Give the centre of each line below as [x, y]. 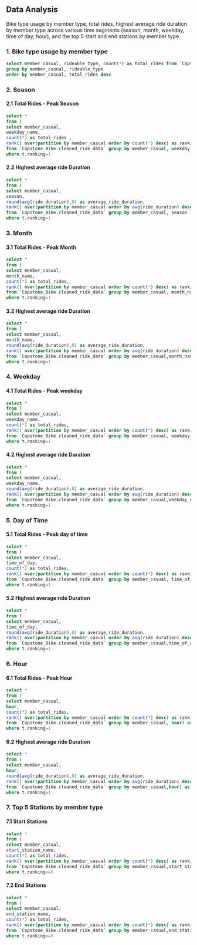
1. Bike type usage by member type [57, 51]
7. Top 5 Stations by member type [55, 808]
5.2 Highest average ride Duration [48, 598]
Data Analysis [32, 10]
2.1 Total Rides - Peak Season [43, 104]
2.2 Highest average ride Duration [48, 167]
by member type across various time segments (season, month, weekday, [95, 30]
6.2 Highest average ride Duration [48, 741]
